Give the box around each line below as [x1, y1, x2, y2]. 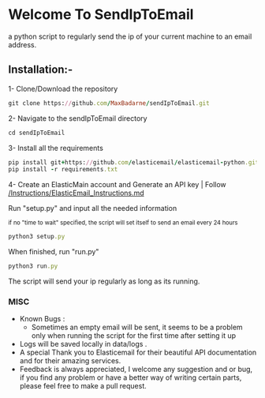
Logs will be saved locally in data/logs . [19, 340, 147, 349]
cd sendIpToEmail [8, 129, 65, 137]
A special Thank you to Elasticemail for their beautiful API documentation [19, 347, 257, 357]
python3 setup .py [8, 233, 65, 241]
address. [8, 39, 37, 49]
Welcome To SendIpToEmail [8, 6, 194, 24]
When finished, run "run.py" [8, 247, 99, 257]
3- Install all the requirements [8, 143, 104, 152]
